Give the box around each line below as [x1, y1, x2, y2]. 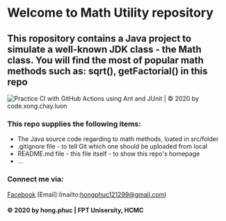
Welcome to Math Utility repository [7, 5, 214, 21]
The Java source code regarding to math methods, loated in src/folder [17, 135, 219, 143]
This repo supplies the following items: [7, 119, 141, 129]
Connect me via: [7, 174, 64, 184]
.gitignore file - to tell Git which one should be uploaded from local [17, 142, 207, 151]
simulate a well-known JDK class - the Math [7, 43, 202, 55]
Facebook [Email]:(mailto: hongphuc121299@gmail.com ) [7, 190, 167, 199]
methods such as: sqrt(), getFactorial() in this [7, 65, 208, 77]
